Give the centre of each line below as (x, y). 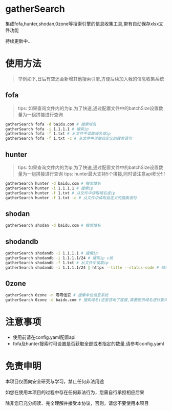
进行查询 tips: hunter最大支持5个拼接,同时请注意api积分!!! (105, 174)
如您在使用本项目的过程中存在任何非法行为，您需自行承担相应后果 (75, 392)
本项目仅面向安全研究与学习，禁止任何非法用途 (55, 381)
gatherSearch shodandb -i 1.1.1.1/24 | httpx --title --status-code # (82, 267)
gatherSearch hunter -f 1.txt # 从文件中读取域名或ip (60, 193)
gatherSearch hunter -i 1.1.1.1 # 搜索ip (49, 188)
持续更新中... (19, 41)
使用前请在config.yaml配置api (44, 337)
